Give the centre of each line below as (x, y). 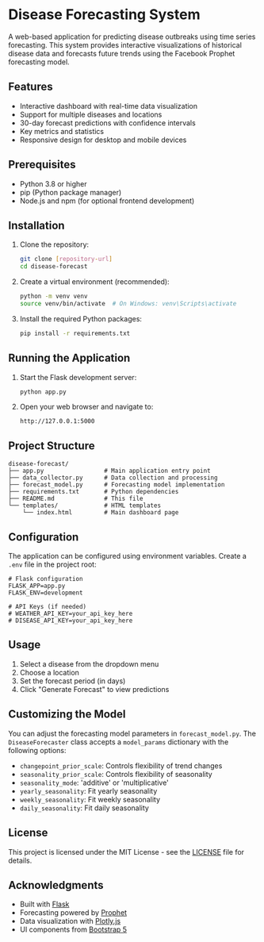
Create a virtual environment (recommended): (94, 282)
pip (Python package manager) (71, 192)
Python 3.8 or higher (53, 183)
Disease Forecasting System (104, 15)
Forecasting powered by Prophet (73, 913)
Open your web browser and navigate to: (86, 407)
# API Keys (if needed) (48, 607)
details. (20, 860)
